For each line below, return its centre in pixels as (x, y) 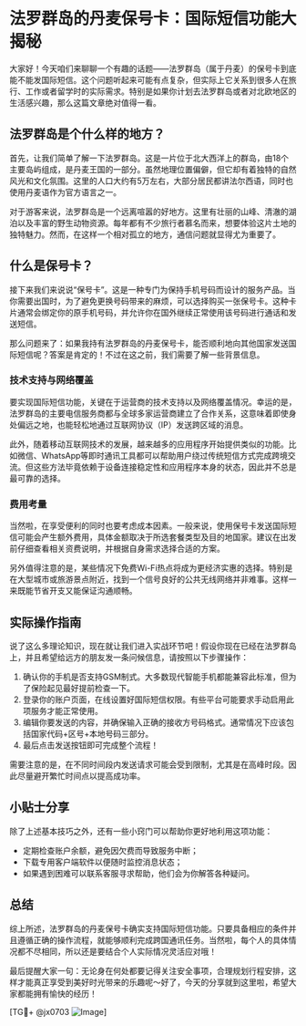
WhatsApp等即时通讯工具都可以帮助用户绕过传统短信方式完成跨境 (164, 455)
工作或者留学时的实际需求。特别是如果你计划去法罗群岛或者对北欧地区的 (161, 91)
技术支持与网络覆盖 (51, 380)
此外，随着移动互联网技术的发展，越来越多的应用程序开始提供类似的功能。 (149, 444)
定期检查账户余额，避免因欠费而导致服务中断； (110, 850)
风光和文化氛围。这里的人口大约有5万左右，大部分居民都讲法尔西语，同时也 (152, 181)
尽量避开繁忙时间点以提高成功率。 (81, 775)
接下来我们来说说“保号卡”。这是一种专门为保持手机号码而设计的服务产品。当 (153, 289)
